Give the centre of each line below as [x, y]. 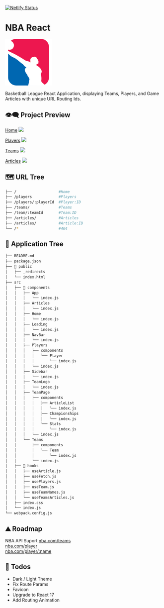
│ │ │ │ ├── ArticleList [40, 403]
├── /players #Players [41, 197]
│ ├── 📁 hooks [22, 466]
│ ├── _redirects [25, 272]
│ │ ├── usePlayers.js [33, 482]
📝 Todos [18, 567]
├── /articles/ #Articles [42, 218]
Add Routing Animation [36, 600]
